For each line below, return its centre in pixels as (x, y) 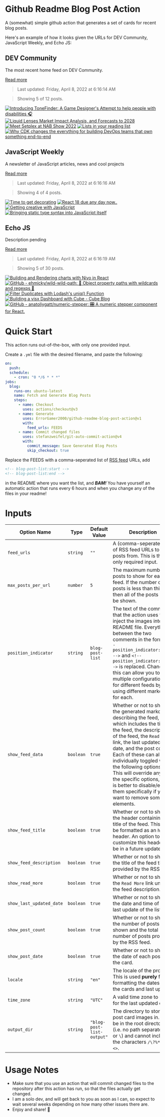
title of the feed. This (137, 824)
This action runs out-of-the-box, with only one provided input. (68, 345)
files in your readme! (26, 493)
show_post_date (25, 956)
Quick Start (29, 331)
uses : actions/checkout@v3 (50, 410)
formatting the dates (136, 983)
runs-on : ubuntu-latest (38, 391)
